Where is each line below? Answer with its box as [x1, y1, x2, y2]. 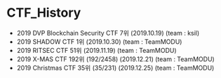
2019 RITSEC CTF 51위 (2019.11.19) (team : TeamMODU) [16, 46, 177, 54]
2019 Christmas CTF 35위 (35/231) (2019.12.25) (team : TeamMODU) [16, 63, 215, 72]
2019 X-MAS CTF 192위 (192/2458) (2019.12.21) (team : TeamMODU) [16, 54, 215, 63]
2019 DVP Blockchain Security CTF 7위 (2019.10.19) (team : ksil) [16, 29, 200, 37]
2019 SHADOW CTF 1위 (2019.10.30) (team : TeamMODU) [16, 37, 182, 46]
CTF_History [6, 5, 81, 21]
